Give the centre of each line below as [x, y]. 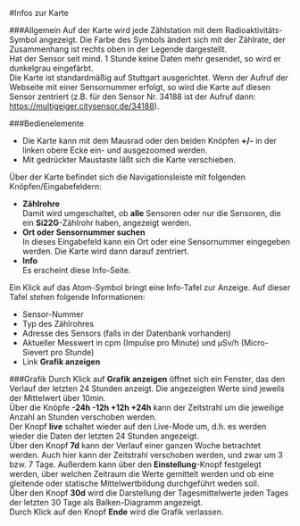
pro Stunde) [72, 352]
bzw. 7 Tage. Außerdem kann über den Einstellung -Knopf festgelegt [135, 464]
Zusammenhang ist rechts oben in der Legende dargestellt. [118, 49]
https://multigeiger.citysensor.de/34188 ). [84, 106]
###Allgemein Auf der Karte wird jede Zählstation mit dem [116, 30]
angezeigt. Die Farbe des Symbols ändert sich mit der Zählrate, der [162, 40]
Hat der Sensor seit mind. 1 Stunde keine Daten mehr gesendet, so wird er [145, 58]
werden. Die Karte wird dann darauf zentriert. [105, 251]
